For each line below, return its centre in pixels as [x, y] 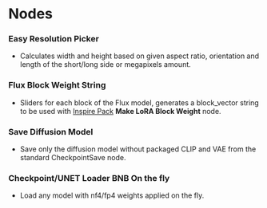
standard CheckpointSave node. [73, 158]
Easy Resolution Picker [54, 39]
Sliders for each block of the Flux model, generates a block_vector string [139, 102]
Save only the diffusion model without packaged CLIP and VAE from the [138, 149]
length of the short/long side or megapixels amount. [106, 65]
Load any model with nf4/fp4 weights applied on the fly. [112, 195]
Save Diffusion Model [51, 131]
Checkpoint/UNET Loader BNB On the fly [89, 178]
